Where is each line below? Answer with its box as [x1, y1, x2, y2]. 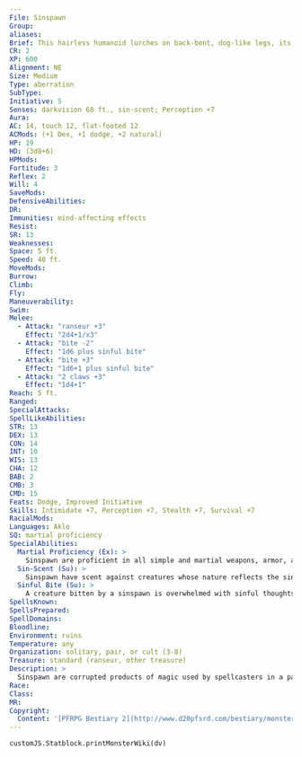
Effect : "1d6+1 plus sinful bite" [25, 364, 155, 373]
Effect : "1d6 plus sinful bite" [25, 347, 147, 356]
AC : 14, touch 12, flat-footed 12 [9, 122, 139, 131]
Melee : [9, 313, 34, 323]
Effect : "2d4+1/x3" [25, 330, 99, 339]
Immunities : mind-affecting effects [9, 213, 147, 223]
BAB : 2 [9, 472, 34, 481]
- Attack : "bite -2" [17, 339, 94, 348]
